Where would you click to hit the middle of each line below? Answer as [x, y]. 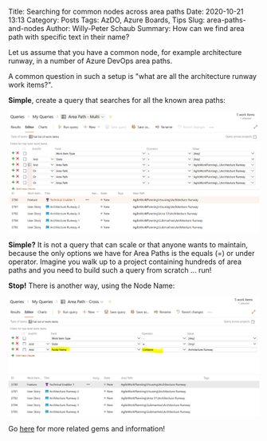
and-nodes [26, 28]
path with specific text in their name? [69, 37]
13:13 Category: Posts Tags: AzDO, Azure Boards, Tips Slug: [107, 20]
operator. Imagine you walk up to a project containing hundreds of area [125, 262]
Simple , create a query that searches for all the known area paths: [117, 100]
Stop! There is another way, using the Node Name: [92, 285]
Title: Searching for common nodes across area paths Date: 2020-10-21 [126, 12]
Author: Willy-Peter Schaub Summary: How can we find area [145, 28]
